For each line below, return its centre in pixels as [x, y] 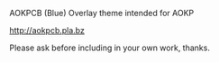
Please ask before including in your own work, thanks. [109, 48]
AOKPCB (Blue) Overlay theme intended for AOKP [102, 13]
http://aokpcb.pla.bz [47, 30]
